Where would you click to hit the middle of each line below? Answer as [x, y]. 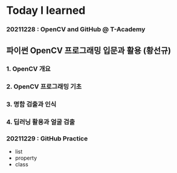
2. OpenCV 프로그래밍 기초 [44, 87]
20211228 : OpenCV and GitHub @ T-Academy [76, 30]
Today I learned [46, 11]
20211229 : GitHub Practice [47, 139]
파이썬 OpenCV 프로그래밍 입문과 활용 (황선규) [89, 50]
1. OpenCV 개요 [29, 69]
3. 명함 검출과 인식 [31, 104]
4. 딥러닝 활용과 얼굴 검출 [41, 122]
